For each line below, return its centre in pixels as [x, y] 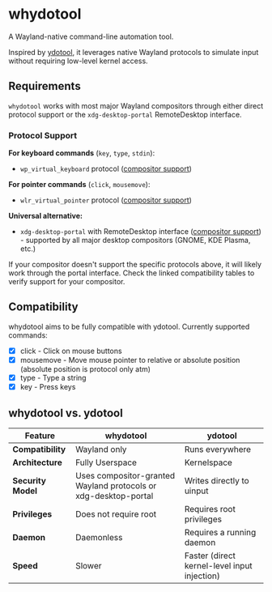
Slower [89, 565]
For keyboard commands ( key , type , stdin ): [82, 153]
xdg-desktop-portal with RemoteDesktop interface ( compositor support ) [140, 232]
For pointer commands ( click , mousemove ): [79, 185]
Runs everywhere [218, 449]
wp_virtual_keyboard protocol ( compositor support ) [106, 169]
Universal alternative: [46, 216]
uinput [196, 491]
